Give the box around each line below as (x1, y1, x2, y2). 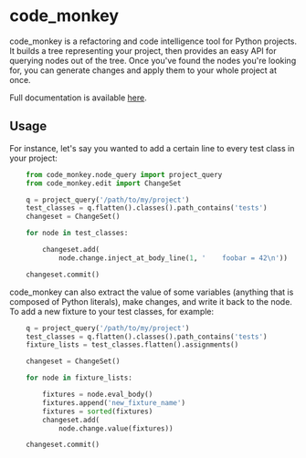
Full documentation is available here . (9, 92, 148, 103)
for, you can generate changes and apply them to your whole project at (9, 65, 277, 76)
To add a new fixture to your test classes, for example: (9, 306, 215, 317)
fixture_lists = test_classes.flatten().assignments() (26, 340, 239, 349)
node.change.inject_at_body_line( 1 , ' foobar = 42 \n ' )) (58, 253, 288, 263)
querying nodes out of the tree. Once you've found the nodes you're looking (9, 55, 297, 66)
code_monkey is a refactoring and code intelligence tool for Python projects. (9, 36, 298, 47)
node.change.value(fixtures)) (58, 423, 174, 433)
